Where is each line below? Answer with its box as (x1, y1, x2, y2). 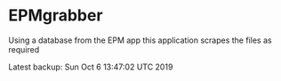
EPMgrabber (8, 5, 103, 26)
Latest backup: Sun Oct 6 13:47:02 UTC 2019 (8, 61, 173, 72)
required (8, 44, 40, 54)
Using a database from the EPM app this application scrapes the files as (8, 35, 272, 45)
